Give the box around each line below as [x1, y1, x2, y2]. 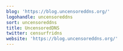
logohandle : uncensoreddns [6, 14, 73, 20]
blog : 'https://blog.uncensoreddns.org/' [6, 8, 111, 15]
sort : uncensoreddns [6, 19, 58, 25]
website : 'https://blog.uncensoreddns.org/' [6, 36, 118, 42]
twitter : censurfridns [6, 30, 62, 36]
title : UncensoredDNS [6, 25, 60, 31]
